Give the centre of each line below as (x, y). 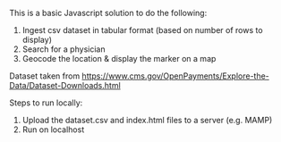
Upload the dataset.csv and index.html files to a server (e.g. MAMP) (147, 120)
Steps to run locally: (46, 103)
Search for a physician (64, 49)
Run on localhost (53, 129)
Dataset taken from (45, 76)
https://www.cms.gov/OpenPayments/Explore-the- (176, 76)
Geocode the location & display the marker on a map (119, 58)
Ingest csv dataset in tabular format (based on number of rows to (142, 30)
